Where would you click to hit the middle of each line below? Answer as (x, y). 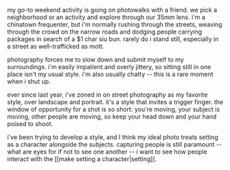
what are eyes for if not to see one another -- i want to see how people (107, 151)
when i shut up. (29, 81)
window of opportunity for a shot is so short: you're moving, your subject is (114, 109)
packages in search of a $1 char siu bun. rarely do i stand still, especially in (113, 39)
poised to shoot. (30, 124)
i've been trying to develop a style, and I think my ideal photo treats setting (113, 137)
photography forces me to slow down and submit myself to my (95, 60)
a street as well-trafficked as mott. (56, 46)
